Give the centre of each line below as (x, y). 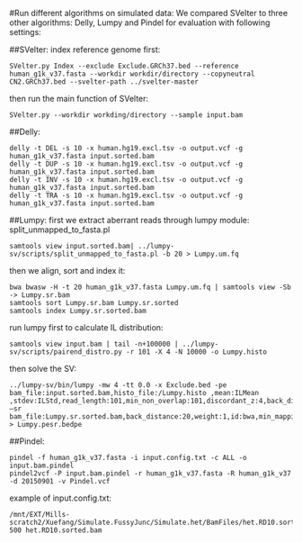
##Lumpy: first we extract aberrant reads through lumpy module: (129, 220)
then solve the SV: (43, 369)
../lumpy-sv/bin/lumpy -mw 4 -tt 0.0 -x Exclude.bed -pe (118, 385)
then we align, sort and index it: (67, 271)
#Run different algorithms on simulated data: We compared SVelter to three (149, 13)
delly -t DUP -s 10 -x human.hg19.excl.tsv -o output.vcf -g (126, 164)
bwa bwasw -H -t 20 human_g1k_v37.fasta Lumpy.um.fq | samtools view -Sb (151, 287)
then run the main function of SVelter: (79, 99)
